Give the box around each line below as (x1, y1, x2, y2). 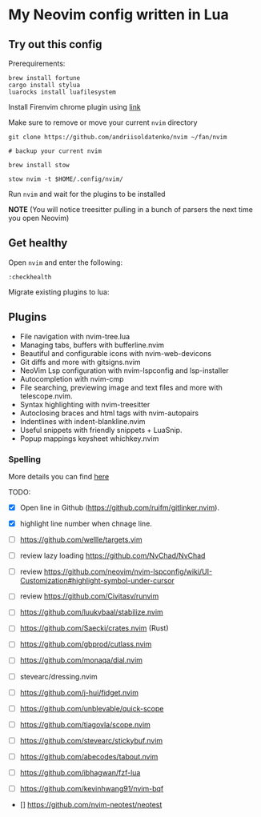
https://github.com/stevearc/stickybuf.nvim (19, 735, 163, 745)
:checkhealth (8, 273, 52, 281)
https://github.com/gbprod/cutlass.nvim (19, 639, 152, 649)
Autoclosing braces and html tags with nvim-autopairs (19, 408, 199, 418)
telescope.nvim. (19, 390, 74, 401)
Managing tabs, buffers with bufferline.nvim (19, 340, 165, 350)
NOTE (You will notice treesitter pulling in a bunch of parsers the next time (8, 205, 254, 214)
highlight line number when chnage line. (19, 519, 152, 528)
